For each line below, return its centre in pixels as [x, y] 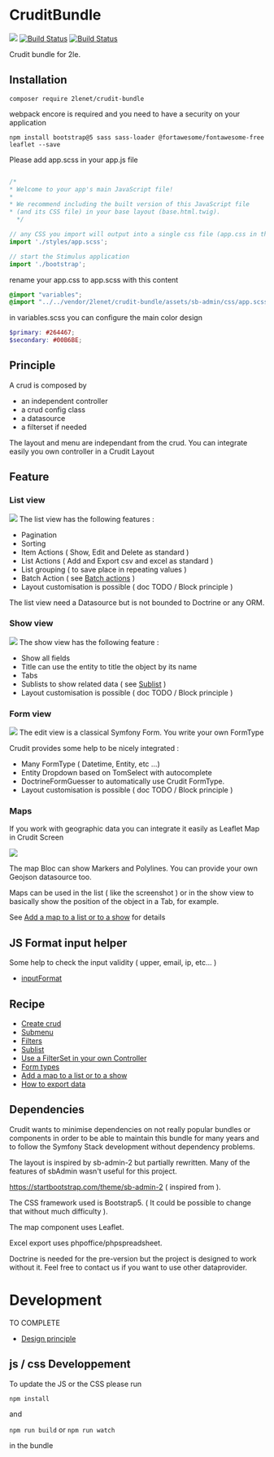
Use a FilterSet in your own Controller [84, 1058]
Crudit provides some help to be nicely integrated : [94, 748]
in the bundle [31, 1445]
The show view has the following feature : [89, 642]
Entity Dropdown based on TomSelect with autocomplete [116, 773]
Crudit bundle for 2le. [45, 54]
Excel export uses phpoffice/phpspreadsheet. [86, 1243]
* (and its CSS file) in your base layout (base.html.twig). [115, 212]
